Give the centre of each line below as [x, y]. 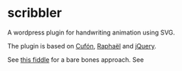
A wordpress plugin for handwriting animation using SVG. [91, 32]
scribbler [35, 13]
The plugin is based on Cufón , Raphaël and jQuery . [82, 46]
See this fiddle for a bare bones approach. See [76, 59]
